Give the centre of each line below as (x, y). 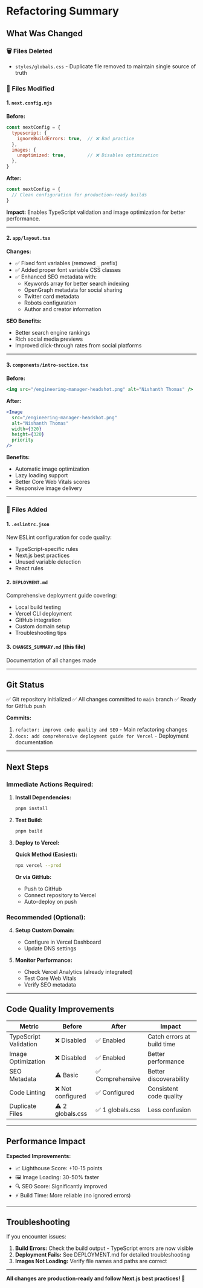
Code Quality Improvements (60, 1009)
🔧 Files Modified (31, 88)
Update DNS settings (50, 948)
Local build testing (38, 607)
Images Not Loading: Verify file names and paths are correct (91, 1261)
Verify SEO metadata (50, 984)
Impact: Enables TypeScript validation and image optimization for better (96, 212)
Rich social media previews (49, 339)
